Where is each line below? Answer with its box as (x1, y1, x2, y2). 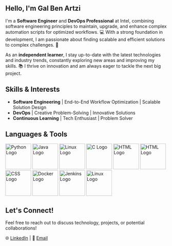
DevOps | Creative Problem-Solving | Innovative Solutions (12, 110, 136, 116)
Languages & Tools (5, 130, 68, 139)
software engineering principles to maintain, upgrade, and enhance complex (5, 23, 167, 29)
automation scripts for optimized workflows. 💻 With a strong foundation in (5, 29, 163, 35)
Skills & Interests (5, 85, 60, 94)
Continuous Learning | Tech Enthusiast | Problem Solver (12, 115, 133, 121)
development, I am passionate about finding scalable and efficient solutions (5, 36, 165, 43)
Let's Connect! (5, 206, 54, 215)
